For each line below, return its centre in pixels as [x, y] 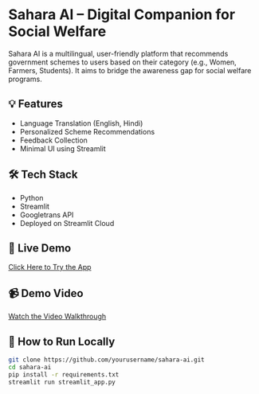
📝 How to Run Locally [62, 341]
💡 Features [36, 104]
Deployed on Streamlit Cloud [67, 223]
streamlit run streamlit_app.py [62, 382]
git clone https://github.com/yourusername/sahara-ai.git [106, 360]
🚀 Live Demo [40, 248]
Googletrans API [47, 215]
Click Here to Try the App [50, 267]
